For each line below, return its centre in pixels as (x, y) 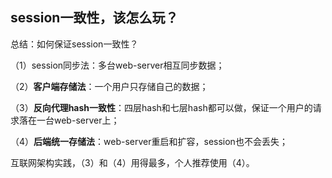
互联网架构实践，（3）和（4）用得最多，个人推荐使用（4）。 (132, 162)
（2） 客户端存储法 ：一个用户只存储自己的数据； (109, 86)
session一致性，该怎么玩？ (94, 18)
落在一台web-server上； (69, 120)
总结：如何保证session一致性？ (74, 44)
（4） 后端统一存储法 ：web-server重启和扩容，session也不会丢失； (149, 141)
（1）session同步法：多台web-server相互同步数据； (117, 65)
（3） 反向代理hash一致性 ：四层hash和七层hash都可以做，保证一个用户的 (161, 107)
